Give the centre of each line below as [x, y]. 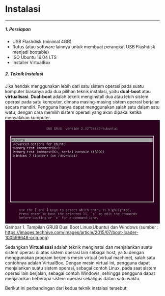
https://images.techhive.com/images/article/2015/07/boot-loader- [72, 232]
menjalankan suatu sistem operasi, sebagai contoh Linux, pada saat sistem [81, 268]
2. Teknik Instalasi [24, 74]
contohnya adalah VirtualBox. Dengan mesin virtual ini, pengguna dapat [78, 263]
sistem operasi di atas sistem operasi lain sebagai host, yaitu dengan [75, 253]
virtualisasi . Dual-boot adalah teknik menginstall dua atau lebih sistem [77, 97]
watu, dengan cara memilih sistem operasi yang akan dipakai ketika [73, 112]
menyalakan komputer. [28, 117]
